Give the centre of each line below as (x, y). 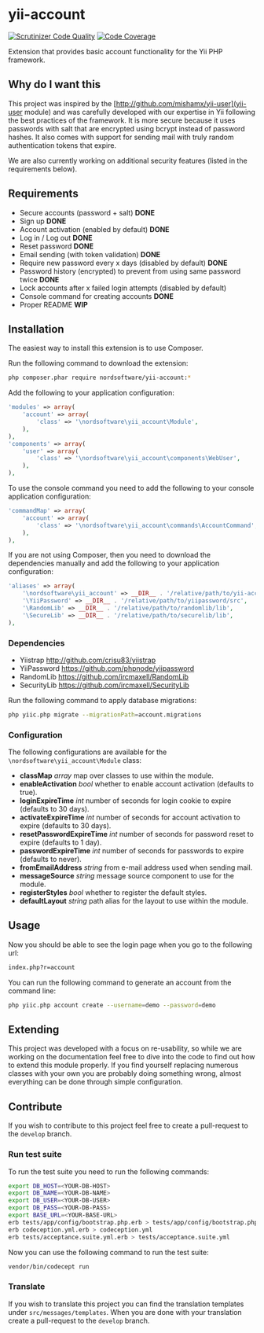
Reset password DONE (57, 246)
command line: (32, 991)
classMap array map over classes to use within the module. (117, 775)
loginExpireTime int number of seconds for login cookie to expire (125, 801)
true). (28, 793)
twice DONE (39, 279)
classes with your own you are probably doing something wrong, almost (125, 1073)
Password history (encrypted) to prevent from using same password (130, 271)
